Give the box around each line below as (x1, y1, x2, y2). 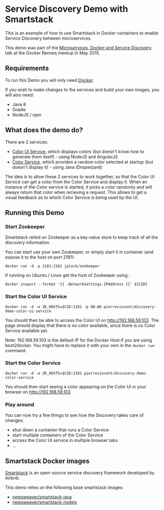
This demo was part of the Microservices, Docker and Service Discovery (5, 45, 152, 50)
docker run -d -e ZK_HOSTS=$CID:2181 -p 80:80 (5, 304, 102, 309)
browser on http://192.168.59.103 (5, 389, 71, 395)
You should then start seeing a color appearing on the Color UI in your (5, 384, 146, 389)
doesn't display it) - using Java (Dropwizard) (12, 164, 102, 170)
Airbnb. (5, 475, 21, 481)
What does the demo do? (5, 126, 83, 134)
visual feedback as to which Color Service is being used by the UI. (5, 194, 139, 200)
